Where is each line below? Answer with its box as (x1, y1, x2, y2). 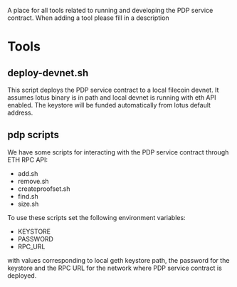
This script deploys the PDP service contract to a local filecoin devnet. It (7, 85, 219, 94)
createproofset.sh (17, 184, 70, 193)
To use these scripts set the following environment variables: (7, 213, 186, 221)
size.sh (17, 199, 39, 208)
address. (7, 108, 33, 117)
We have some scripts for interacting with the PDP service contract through (7, 147, 229, 156)
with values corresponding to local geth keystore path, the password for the (7, 256, 230, 264)
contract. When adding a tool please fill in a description (7, 14, 169, 22)
